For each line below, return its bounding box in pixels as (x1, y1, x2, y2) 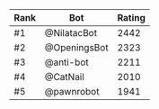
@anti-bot (44, 56, 89, 68)
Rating (117, 12, 146, 23)
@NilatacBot (44, 27, 97, 39)
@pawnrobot (44, 86, 100, 97)
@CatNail (44, 71, 85, 83)
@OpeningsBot (44, 41, 110, 53)
